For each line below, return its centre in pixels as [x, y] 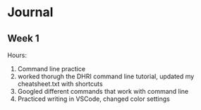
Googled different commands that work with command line [103, 91]
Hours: [17, 55]
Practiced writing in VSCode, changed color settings [94, 99]
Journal [30, 12]
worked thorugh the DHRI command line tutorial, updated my [106, 76]
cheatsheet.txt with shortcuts [60, 84]
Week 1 [23, 38]
